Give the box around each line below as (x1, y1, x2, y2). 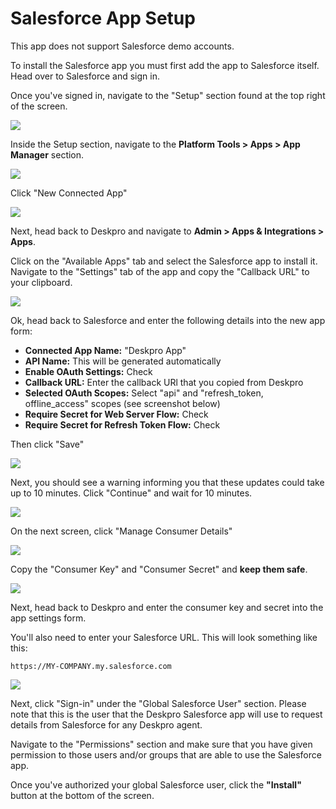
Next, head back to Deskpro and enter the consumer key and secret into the (10, 601, 324, 613)
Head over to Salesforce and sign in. (10, 70, 160, 82)
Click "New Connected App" (10, 187, 128, 199)
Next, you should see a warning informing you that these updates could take (10, 476, 325, 488)
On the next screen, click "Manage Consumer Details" (10, 525, 233, 537)
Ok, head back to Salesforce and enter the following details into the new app (10, 314, 326, 326)
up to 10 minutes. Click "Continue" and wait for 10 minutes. (10, 487, 253, 499)
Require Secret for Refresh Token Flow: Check (24, 418, 221, 431)
